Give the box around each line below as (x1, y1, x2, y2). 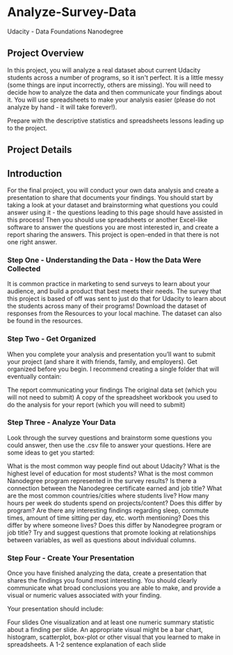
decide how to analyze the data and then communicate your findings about (7, 88, 223, 96)
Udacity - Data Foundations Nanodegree (7, 27, 124, 35)
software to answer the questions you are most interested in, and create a (7, 223, 219, 231)
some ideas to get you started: (7, 448, 95, 457)
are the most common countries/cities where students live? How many (7, 491, 209, 500)
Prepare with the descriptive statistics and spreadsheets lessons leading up (7, 116, 224, 125)
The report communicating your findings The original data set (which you (7, 386, 217, 394)
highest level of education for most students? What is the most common (7, 469, 214, 478)
